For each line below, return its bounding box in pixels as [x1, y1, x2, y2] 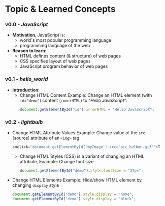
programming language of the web [19, 43, 90, 49]
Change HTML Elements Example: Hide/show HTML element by [12, 177, 142, 183]
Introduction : [12, 87, 40, 93]
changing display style [12, 182, 59, 188]
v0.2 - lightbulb [5, 118, 43, 125]
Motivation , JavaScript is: [12, 32, 65, 38]
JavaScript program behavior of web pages [19, 63, 108, 69]
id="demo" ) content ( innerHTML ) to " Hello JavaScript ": [19, 97, 128, 103]
